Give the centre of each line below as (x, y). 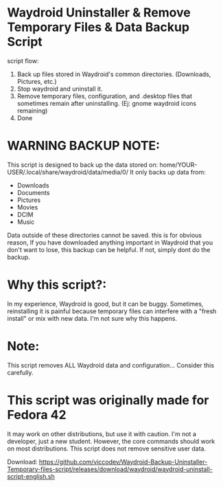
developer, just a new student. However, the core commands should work (111, 441)
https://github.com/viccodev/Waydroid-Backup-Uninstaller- (123, 462)
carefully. (20, 372)
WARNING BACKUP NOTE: (83, 146)
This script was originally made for (108, 400)
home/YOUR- (178, 165)
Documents (33, 192)
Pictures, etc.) (37, 81)
